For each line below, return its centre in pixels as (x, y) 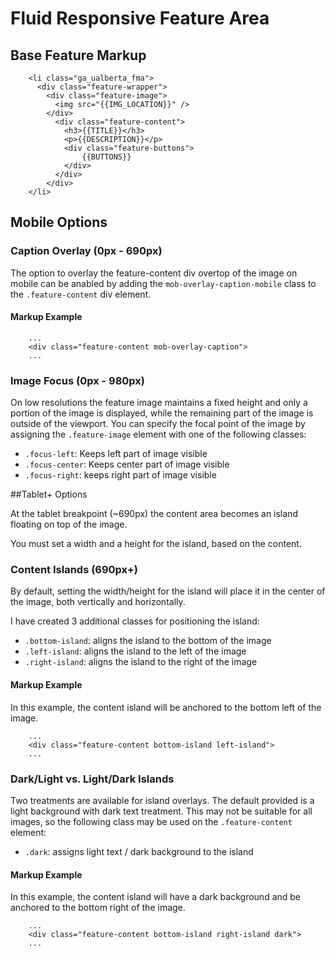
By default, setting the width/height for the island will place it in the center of (168, 591)
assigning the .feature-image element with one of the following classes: (158, 434)
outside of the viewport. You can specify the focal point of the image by (158, 424)
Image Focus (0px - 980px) (78, 380)
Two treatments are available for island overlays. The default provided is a (162, 800)
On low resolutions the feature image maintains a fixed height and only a (159, 403)
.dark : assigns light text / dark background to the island (139, 851)
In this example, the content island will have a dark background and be (156, 897)
